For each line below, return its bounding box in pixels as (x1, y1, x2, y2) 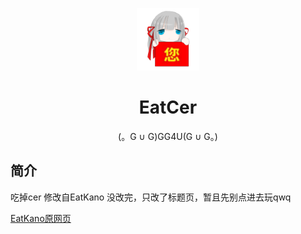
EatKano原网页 (10, 212, 72, 224)
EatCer (138, 96, 198, 119)
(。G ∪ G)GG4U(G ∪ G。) (118, 130, 218, 142)
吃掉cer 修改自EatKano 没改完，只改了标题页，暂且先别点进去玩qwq (10, 191, 292, 203)
